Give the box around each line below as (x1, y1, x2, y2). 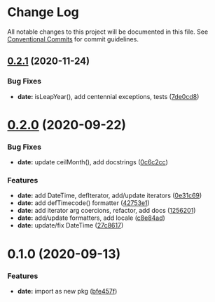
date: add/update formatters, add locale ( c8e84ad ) (17, 214, 166, 222)
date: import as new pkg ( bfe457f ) (17, 287, 118, 295)
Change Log (7, 4, 79, 20)
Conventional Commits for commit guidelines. (7, 34, 139, 43)
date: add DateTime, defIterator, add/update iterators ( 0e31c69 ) (17, 191, 202, 200)
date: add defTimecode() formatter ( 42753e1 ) (17, 199, 150, 207)
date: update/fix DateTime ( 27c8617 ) (17, 221, 124, 230)
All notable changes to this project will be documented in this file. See (7, 27, 209, 36)
